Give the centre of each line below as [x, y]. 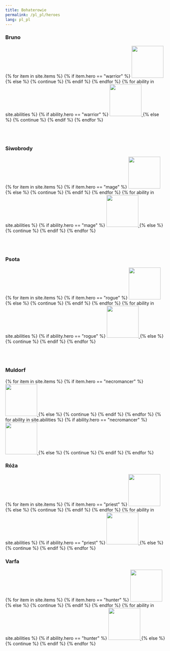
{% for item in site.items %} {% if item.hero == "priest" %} [66, 504]
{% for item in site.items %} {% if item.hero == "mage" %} [66, 187]
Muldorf [16, 370]
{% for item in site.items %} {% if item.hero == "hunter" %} [67, 600]
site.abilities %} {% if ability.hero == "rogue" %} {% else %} [84, 336]
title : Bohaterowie [26, 10]
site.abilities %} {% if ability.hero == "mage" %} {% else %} [84, 225]
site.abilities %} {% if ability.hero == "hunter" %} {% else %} [85, 638]
